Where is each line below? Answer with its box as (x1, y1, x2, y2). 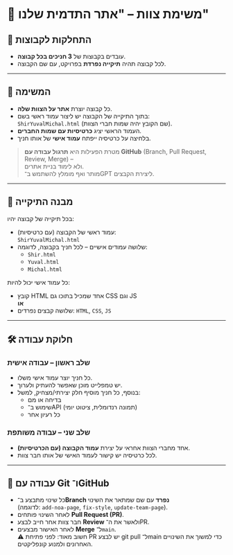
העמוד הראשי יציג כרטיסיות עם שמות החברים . (17, 126, 142, 134)
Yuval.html (27, 258, 60, 265)
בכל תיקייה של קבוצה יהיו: (7, 214, 74, 222)
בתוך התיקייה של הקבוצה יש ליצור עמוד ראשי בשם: (17, 112, 150, 120)
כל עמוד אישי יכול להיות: (7, 278, 71, 286)
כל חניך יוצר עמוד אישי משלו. (17, 373, 93, 382)
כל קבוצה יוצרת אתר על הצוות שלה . (17, 104, 112, 113)
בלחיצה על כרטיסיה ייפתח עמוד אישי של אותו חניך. (17, 134, 151, 142)
